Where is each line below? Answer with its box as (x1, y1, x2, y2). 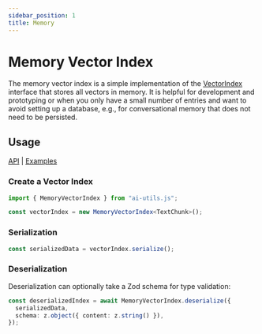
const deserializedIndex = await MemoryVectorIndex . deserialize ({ (8, 297, 231, 305)
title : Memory (8, 19, 55, 27)
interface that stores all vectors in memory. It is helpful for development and (8, 88, 255, 97)
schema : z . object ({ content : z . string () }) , (15, 311, 164, 320)
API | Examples (8, 156, 58, 166)
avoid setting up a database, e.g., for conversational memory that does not (8, 104, 251, 114)
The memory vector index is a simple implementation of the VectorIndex (8, 79, 243, 88)
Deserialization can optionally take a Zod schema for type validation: (8, 281, 231, 291)
